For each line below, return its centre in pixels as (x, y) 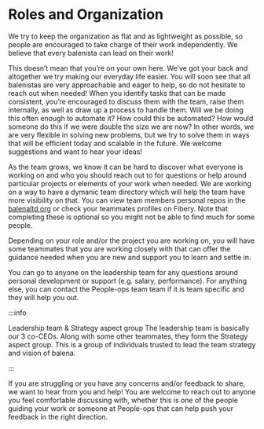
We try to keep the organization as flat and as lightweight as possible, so (126, 36)
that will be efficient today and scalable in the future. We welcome (115, 143)
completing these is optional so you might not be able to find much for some (132, 217)
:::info (17, 313)
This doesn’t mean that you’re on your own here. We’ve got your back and (128, 68)
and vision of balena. (42, 353)
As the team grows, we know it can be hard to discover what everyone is (126, 167)
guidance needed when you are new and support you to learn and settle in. (130, 257)
